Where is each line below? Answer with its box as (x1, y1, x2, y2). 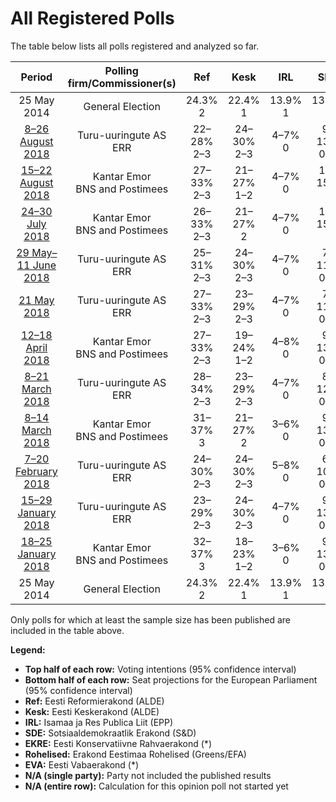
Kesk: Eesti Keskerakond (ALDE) (24, 705, 160, 717)
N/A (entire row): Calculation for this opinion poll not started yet (24, 780, 289, 792)
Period (20, 70, 53, 84)
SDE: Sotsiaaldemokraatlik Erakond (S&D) (24, 727, 197, 739)
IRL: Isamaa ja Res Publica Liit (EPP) (24, 716, 174, 728)
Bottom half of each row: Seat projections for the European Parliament (24, 673, 318, 686)
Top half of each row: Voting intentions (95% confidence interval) (24, 663, 297, 675)
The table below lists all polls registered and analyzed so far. (10, 40, 260, 52)
